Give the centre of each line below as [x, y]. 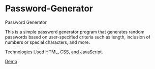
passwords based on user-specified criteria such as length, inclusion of [78, 37]
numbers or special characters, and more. [47, 42]
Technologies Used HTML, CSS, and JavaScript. [54, 52]
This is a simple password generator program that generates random [75, 32]
